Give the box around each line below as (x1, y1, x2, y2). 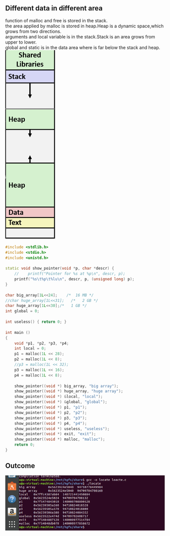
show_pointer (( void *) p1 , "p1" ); (14, 405, 87, 410)
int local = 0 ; (14, 346, 47, 351)
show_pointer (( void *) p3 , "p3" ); (14, 415, 87, 420)
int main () (5, 330, 30, 335)
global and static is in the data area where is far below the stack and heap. (5, 44, 160, 50)
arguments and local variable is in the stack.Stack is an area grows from (5, 33, 155, 40)
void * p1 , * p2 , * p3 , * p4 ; (14, 340, 69, 346)
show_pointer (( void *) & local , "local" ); (14, 394, 103, 399)
